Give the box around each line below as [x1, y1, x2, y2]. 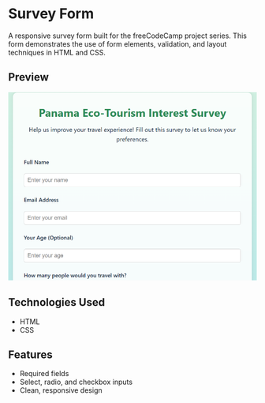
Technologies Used [8, 296, 105, 309]
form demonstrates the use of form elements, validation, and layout [8, 39, 227, 48]
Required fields [19, 369, 69, 379]
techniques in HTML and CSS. [8, 47, 106, 57]
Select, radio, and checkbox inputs [19, 377, 132, 387]
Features [8, 348, 53, 361]
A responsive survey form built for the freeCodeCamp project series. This [8, 31, 247, 40]
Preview [8, 70, 50, 84]
